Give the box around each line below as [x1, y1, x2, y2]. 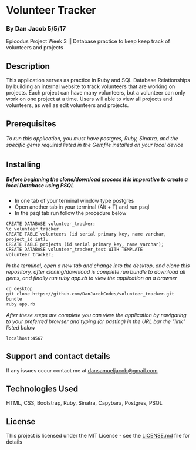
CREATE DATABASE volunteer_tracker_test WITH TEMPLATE [6, 246, 143, 253]
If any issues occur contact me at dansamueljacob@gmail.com [6, 367, 158, 374]
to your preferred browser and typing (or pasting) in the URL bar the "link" [6, 318, 186, 325]
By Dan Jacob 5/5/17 [6, 25, 66, 33]
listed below [6, 324, 35, 331]
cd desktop [6, 286, 33, 291]
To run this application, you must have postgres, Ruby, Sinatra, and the [6, 135, 178, 142]
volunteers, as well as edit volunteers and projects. [6, 102, 129, 109]
